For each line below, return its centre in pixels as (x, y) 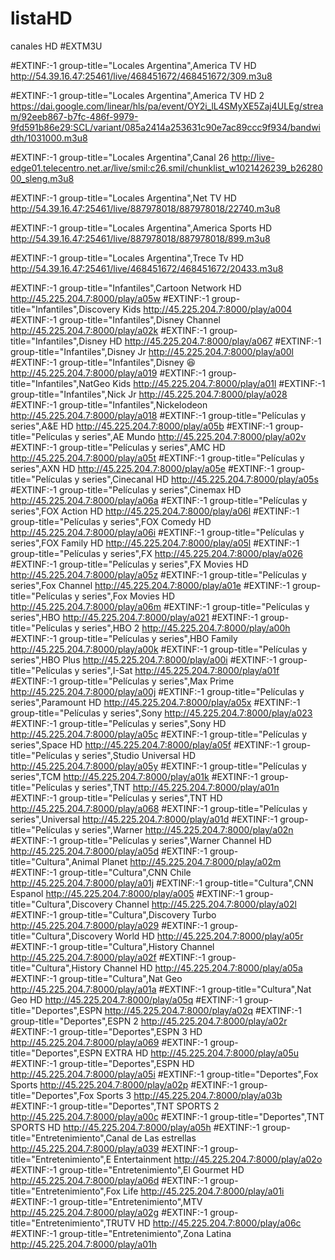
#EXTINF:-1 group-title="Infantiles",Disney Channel (115, 319)
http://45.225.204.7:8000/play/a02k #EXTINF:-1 (109, 330)
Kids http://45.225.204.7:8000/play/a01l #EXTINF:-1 (219, 383)
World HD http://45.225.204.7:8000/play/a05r (209, 936)
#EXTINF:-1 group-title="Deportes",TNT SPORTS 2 (115, 1106)
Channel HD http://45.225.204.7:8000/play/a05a (203, 968)
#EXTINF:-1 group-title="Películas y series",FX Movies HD (129, 564)
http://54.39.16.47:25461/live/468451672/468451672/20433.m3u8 (147, 268)
